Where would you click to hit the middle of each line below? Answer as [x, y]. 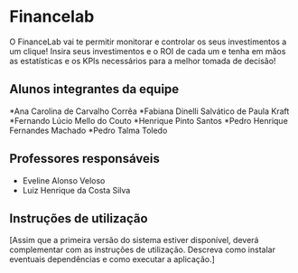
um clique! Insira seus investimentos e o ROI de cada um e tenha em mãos [148, 51]
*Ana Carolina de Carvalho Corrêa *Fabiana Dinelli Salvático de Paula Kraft [149, 111]
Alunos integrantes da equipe [94, 89]
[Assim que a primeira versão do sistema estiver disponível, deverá [134, 240]
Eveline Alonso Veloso [64, 180]
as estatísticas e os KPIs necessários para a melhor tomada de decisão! [143, 61]
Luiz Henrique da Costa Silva [76, 190]
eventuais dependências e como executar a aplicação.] [112, 259]
